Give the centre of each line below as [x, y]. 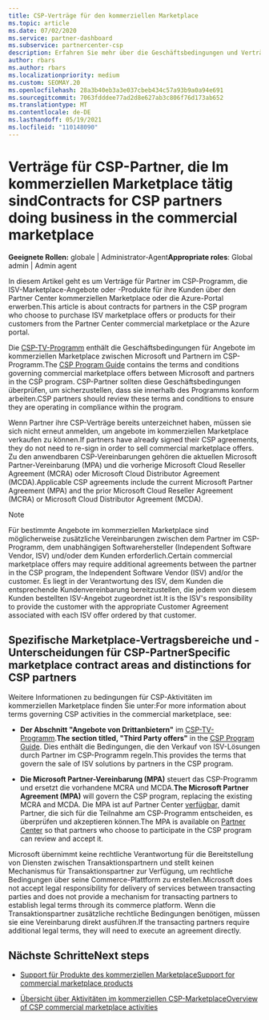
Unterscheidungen [56, 653]
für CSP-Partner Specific [168, 653]
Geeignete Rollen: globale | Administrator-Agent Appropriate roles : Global [131, 257]
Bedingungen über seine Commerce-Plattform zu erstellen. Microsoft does [130, 879]
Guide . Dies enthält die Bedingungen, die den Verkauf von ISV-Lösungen [140, 746]
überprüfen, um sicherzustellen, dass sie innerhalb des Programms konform [134, 390]
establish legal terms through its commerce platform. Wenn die [112, 905]
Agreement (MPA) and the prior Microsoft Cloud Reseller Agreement [121, 490]
